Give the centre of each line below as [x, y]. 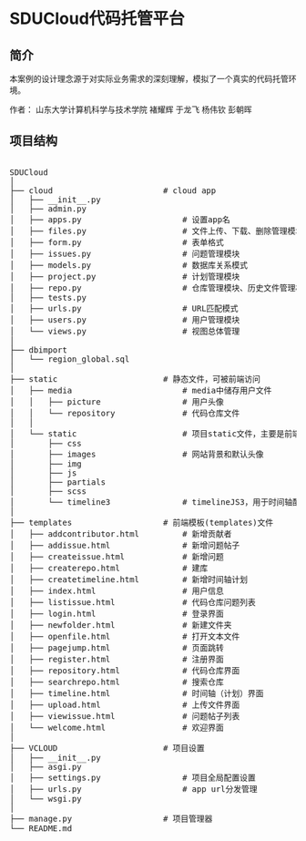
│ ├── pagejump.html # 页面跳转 [117, 647]
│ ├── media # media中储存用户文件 [141, 390]
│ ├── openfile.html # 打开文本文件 [125, 636]
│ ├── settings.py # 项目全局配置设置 [133, 777]
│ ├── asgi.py [46, 767]
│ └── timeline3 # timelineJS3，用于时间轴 [151, 502]
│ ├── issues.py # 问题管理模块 [125, 253]
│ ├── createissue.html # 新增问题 [117, 556]
